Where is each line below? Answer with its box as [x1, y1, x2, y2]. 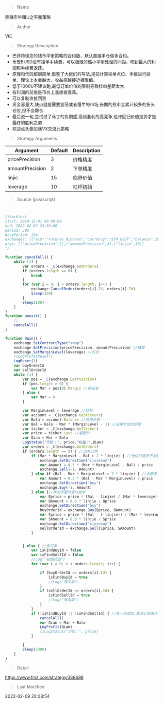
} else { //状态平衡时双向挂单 [31, 489, 86, 495]
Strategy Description [16, 43, 59, 48]
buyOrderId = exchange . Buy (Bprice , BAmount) [39, 508, 131, 513]
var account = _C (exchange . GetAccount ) [22, 412, 103, 418]
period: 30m [5, 228, 29, 233]
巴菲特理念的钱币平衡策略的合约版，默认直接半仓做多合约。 [12, 53, 131, 58]
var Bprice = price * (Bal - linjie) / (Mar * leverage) [39, 494, 158, 499]
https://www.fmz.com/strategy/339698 [5, 674, 84, 680]
